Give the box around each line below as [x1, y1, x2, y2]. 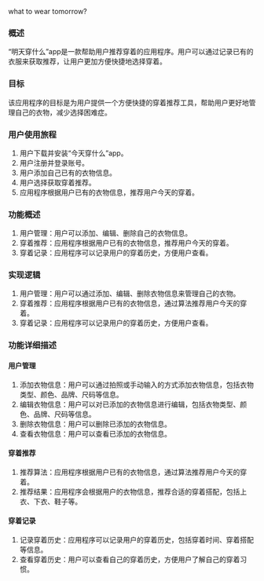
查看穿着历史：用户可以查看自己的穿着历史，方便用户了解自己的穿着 [19, 555, 240, 565]
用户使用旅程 [8, 129, 57, 140]
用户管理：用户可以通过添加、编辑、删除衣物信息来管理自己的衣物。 [19, 289, 240, 298]
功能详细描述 [8, 340, 57, 351]
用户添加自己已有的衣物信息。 [19, 168, 116, 177]
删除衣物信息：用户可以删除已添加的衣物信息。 [19, 419, 171, 429]
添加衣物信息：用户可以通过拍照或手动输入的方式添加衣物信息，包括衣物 [19, 380, 254, 389]
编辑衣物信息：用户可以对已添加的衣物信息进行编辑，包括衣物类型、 [19, 400, 240, 409]
